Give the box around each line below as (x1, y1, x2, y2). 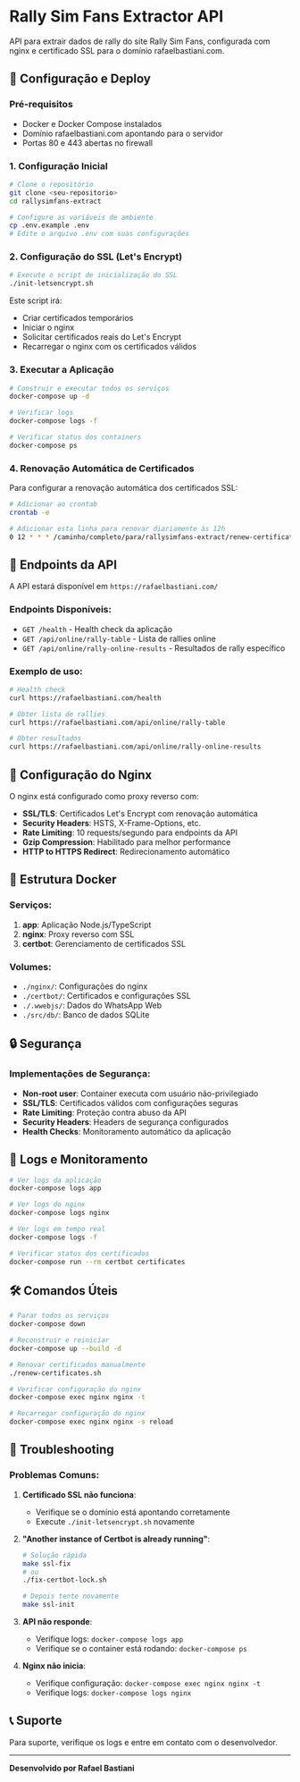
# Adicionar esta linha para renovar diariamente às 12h (9, 524, 226, 533)
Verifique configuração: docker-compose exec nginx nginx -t (35, 1678, 262, 1689)
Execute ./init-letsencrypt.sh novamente (35, 1516, 195, 1526)
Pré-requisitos (9, 98, 73, 111)
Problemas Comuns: (9, 1469, 100, 1482)
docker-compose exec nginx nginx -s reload (9, 1417, 174, 1427)
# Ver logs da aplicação (9, 1176, 102, 1185)
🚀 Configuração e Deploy (9, 72, 152, 87)
